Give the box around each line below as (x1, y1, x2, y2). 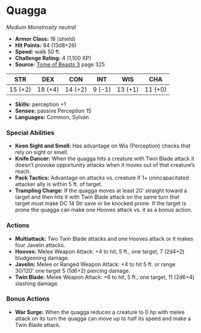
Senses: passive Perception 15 (14, 107, 92, 114)
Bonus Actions (6, 294, 50, 303)
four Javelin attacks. (14, 241, 65, 249)
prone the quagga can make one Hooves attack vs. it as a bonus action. (14, 206, 193, 214)
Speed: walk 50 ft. (14, 48, 61, 55)
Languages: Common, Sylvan (14, 113, 89, 120)
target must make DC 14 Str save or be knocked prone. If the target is (14, 200, 187, 207)
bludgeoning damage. (14, 254, 70, 261)
